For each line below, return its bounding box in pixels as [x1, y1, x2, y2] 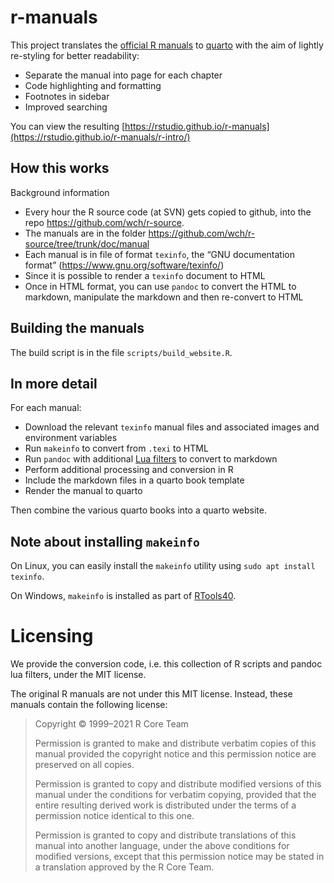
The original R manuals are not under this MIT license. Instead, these [10, 688, 293, 700]
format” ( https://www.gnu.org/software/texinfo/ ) [24, 259, 225, 271]
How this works [10, 160, 110, 177]
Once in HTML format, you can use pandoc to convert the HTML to [24, 280, 297, 292]
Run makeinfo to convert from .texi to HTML [24, 442, 209, 455]
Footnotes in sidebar [24, 90, 110, 102]
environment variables [24, 432, 118, 444]
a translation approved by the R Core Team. [34, 861, 215, 873]
